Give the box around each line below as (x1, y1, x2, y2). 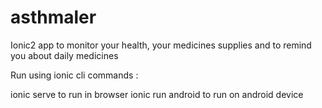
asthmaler (10, 6, 97, 29)
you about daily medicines (10, 49, 119, 61)
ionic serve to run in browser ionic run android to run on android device (10, 88, 304, 100)
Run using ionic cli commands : (10, 69, 139, 81)
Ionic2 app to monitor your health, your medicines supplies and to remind (10, 39, 312, 51)
